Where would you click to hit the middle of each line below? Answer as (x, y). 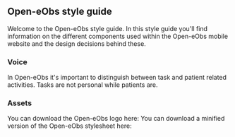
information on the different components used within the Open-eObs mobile (117, 36)
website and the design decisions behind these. (77, 43)
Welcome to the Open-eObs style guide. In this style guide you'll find (108, 28)
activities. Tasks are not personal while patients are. (83, 85)
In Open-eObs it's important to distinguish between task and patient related (117, 78)
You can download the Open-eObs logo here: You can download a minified (116, 119)
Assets (20, 103)
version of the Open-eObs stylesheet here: (70, 126)
